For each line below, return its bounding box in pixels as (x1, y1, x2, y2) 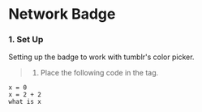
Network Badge (8, 5, 116, 24)
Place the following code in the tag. (40, 68, 159, 78)
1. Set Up (8, 34, 44, 45)
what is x (8, 98, 42, 106)
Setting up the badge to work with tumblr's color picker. (8, 52, 195, 62)
